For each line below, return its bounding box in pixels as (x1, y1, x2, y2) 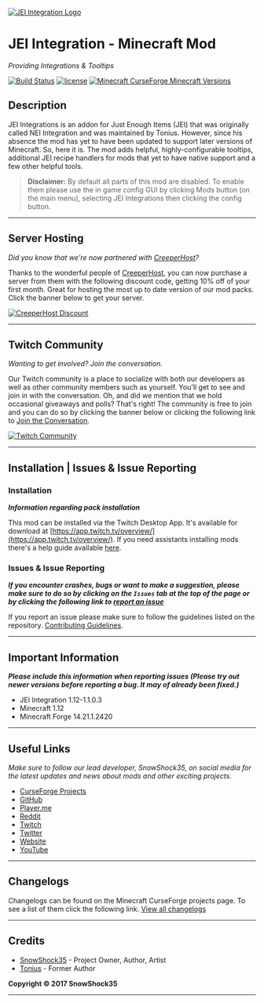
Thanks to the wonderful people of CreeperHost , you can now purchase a (8, 268, 247, 277)
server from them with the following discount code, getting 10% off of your (8, 276, 250, 286)
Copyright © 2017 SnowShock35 (8, 979, 118, 988)
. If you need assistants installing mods (112, 535, 239, 544)
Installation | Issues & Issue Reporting (8, 461, 197, 474)
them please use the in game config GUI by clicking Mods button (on (27, 185, 250, 194)
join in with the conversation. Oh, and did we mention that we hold (8, 391, 222, 401)
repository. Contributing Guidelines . (8, 620, 123, 630)
